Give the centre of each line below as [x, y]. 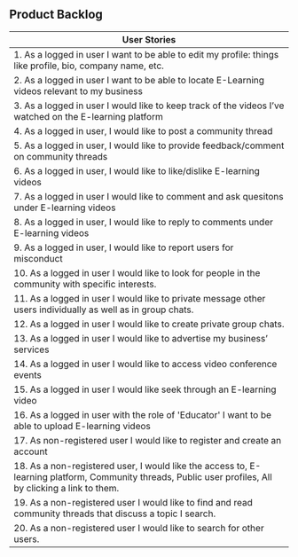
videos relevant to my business [78, 90]
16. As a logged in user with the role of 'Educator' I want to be [143, 414]
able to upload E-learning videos [82, 426]
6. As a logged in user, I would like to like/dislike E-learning [137, 170]
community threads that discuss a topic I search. [115, 514]
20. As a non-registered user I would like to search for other [139, 528]
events [27, 374]
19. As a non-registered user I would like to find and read [133, 502]
